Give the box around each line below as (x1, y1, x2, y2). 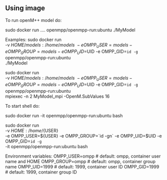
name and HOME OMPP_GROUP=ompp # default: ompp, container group (5, 159, 156, 164)
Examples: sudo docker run (5, 36, 61, 42)
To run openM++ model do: (5, 17, 62, 23)
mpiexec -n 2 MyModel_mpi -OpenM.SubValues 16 (5, 93, 110, 99)
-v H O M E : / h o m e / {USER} (5, 128, 58, 134)
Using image (5, 4, 45, 12)
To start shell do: (5, 103, 40, 109)
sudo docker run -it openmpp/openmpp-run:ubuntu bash (5, 113, 123, 119)
